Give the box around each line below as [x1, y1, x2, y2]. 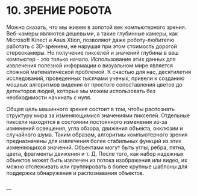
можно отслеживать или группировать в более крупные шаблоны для [6, 163, 188, 170]
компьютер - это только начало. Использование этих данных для [6, 55, 176, 63]
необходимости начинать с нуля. [6, 94, 92, 101]
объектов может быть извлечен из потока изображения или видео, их [6, 156, 188, 164]
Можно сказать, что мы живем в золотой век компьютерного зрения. [6, 23, 187, 31]
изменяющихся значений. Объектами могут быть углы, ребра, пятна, [6, 144, 186, 151]
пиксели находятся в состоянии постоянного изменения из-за [6, 118, 167, 125]
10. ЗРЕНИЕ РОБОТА [6, 4, 112, 17]
